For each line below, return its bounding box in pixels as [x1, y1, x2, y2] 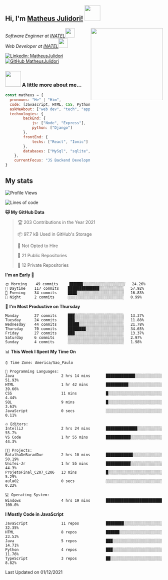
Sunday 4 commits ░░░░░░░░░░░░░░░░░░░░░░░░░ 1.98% [5, 339, 142, 344]
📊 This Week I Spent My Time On [5, 348, 76, 354]
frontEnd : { [23, 134, 48, 139]
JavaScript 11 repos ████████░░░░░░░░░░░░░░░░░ [5, 521, 162, 526]
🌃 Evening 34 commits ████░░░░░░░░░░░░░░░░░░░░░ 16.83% [5, 290, 144, 295]
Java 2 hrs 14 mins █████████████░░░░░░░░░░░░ [5, 373, 162, 378]
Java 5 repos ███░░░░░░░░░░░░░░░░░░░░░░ [5, 538, 162, 543]
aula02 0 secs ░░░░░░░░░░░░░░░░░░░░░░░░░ [5, 478, 162, 484]
